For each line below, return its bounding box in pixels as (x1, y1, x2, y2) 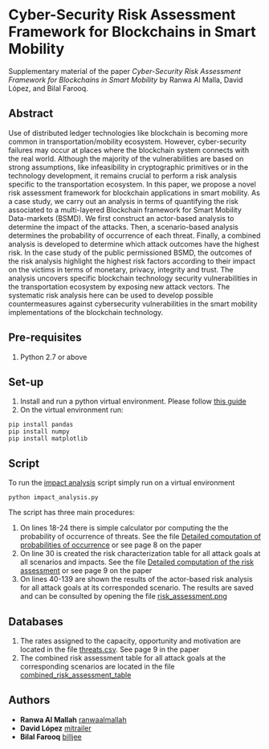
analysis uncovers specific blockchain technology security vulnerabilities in (8, 273, 258, 283)
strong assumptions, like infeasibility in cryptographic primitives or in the (8, 162, 249, 172)
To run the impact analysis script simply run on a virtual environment (8, 478, 235, 488)
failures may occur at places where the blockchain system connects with (8, 145, 250, 154)
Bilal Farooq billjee (19, 731, 82, 741)
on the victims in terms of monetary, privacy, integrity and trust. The (8, 264, 234, 274)
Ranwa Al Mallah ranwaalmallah (19, 714, 127, 724)
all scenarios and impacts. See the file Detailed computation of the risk (19, 557, 255, 567)
